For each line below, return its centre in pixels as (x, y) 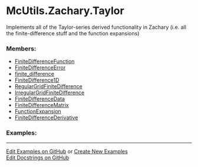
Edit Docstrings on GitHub (38, 158)
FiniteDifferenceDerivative (46, 118)
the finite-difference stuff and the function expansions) (73, 33)
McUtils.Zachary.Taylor (65, 11)
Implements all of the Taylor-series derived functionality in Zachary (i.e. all (96, 27)
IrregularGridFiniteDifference (49, 93)
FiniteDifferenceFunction (44, 61)
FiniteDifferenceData (39, 99)
